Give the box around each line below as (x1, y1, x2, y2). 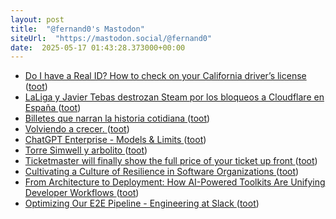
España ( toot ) (24, 102, 82, 114)
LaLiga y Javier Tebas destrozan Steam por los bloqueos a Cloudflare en (24, 91, 325, 103)
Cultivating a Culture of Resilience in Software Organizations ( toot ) (24, 166, 300, 178)
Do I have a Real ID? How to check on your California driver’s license (24, 70, 307, 82)
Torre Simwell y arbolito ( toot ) (24, 144, 148, 156)
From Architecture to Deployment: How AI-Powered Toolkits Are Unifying (24, 176, 326, 188)
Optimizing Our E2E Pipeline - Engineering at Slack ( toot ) (24, 197, 260, 210)
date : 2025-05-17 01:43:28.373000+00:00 (10, 42, 186, 53)
